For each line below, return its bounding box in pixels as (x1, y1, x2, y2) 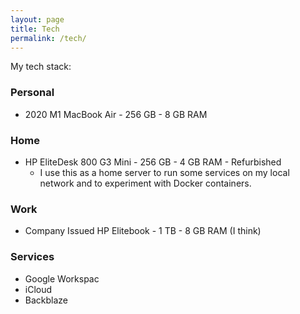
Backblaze (24, 294, 69, 306)
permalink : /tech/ (10, 33, 87, 43)
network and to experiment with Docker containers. (39, 177, 252, 189)
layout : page (10, 14, 65, 25)
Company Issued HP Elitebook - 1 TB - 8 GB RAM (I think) (24, 225, 262, 237)
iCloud (24, 283, 53, 295)
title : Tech (10, 24, 60, 34)
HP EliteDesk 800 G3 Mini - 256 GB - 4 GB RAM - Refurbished (24, 156, 282, 168)
